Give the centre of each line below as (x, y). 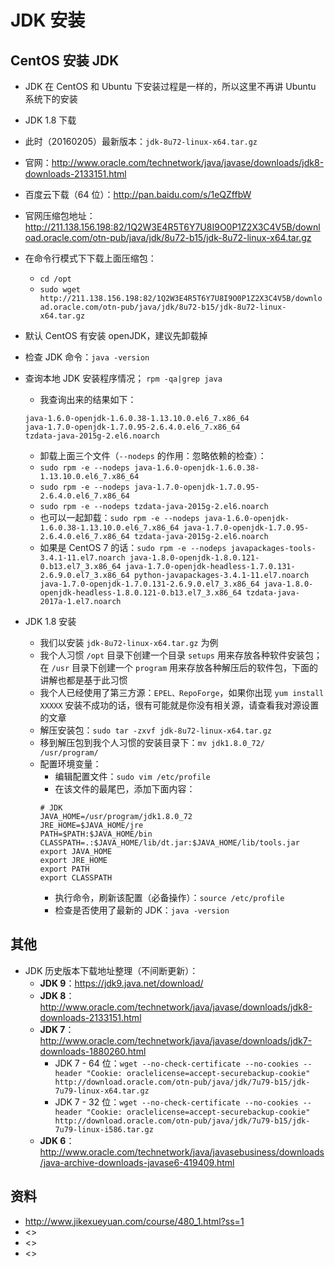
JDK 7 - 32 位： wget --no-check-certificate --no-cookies (176, 1102)
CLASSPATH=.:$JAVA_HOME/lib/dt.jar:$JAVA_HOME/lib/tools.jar (169, 843)
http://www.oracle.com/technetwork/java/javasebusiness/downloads (182, 1152)
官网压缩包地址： (60, 215)
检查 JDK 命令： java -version (87, 357)
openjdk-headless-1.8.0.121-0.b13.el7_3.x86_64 (140, 593)
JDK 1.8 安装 (50, 621)
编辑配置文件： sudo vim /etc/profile (132, 776)
